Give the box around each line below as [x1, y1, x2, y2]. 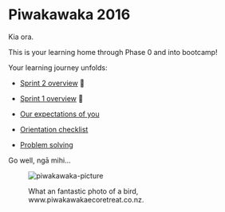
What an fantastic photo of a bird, [28, 186, 139, 196]
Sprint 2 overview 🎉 [19, 78, 85, 88]
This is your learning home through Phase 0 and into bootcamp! [8, 47, 218, 57]
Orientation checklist [19, 124, 89, 134]
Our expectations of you [19, 109, 100, 119]
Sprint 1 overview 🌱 [19, 93, 84, 103]
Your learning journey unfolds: [8, 62, 108, 73]
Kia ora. [8, 32, 34, 41]
